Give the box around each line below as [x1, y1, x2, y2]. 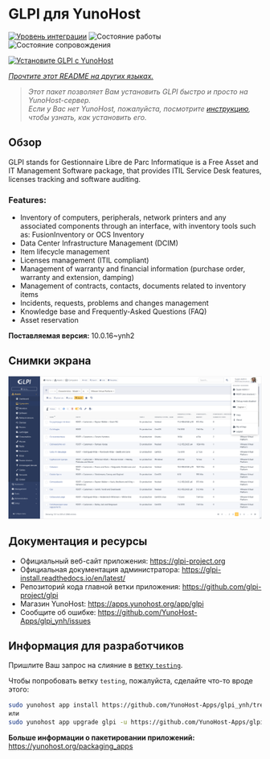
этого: [8, 685, 30, 695]
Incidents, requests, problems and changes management [19, 299, 209, 308]
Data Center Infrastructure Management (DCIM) [19, 238, 179, 248]
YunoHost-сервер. [27, 95, 91, 105]
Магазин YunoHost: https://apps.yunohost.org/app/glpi [19, 599, 204, 608]
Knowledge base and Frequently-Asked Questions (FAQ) [19, 307, 207, 316]
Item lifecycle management [19, 247, 110, 257]
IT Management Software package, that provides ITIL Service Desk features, [8, 166, 262, 175]
